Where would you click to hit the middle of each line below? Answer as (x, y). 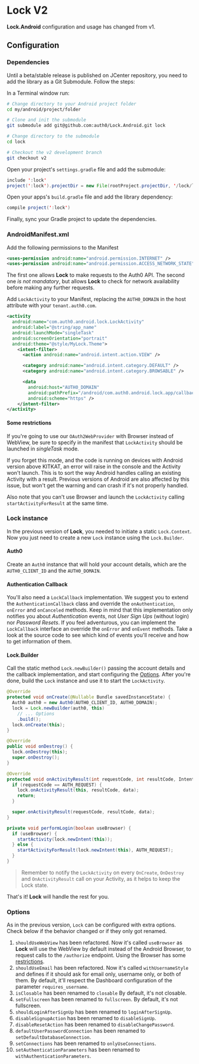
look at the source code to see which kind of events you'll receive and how (98, 635)
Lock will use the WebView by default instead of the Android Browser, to (103, 949)
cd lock (16, 142)
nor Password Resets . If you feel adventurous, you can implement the (91, 622)
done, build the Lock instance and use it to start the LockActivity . (86, 681)
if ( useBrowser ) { (35, 833)
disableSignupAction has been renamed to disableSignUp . (86, 1018)
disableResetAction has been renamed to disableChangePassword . (95, 1025)
